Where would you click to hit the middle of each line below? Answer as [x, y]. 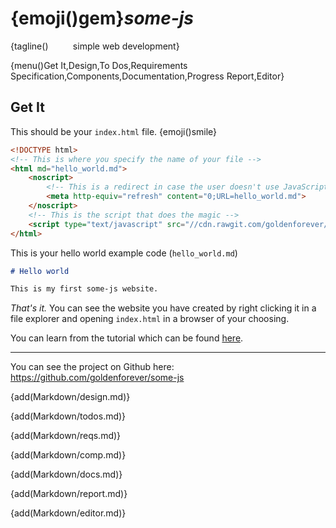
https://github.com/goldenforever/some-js [97, 378]
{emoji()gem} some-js [102, 18]
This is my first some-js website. [84, 289]
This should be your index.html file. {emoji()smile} [114, 131]
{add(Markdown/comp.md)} [68, 455]
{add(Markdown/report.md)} [69, 494]
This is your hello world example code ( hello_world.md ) [124, 253]
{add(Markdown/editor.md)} [68, 513]
